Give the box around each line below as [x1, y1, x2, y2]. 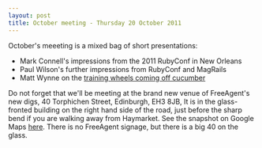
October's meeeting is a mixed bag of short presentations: [8, 40, 198, 50]
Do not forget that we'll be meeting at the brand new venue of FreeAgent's [8, 88, 250, 97]
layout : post [8, 11, 51, 20]
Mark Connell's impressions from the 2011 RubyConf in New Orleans [19, 56, 242, 66]
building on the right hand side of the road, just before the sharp [34, 104, 243, 115]
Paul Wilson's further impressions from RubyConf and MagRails [19, 64, 227, 74]
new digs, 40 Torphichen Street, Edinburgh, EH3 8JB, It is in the [8, 97, 215, 106]
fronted [8, 104, 33, 115]
